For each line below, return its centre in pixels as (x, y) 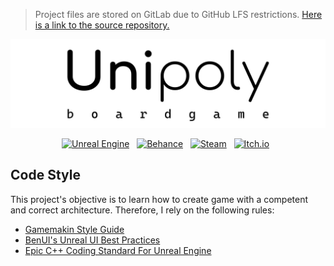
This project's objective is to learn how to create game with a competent (159, 199)
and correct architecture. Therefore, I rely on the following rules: (142, 210)
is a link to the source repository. (102, 25)
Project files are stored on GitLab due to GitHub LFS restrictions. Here (178, 14)
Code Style (45, 175)
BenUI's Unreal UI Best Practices (92, 240)
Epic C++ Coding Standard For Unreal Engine (118, 250)
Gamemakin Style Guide (74, 229)
